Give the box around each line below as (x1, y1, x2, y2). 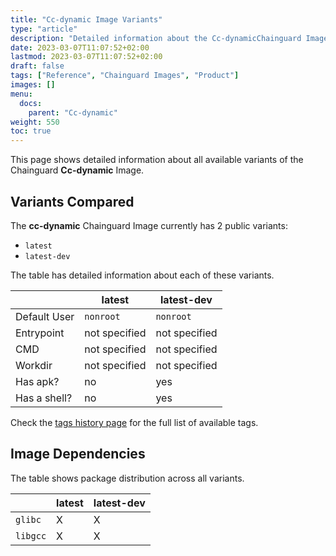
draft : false (10, 61, 65, 71)
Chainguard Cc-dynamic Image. (10, 164, 145, 176)
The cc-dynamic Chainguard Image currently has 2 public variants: (10, 219, 288, 231)
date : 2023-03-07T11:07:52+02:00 (10, 42, 150, 53)
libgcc (15, 530, 47, 541)
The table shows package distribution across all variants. (10, 472, 245, 484)
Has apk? (15, 374, 60, 388)
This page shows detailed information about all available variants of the (10, 154, 304, 166)
